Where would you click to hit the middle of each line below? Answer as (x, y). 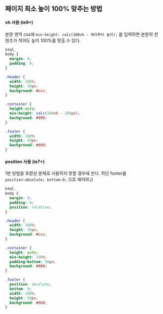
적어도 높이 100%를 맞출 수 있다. (49, 40)
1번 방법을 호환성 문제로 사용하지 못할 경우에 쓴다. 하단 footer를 (66, 174)
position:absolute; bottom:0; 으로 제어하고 (49, 179)
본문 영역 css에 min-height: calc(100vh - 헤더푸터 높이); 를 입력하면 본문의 (79, 34)
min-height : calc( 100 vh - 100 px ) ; (45, 113)
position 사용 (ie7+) (25, 161)
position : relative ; (31, 207)
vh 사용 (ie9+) (19, 22)
